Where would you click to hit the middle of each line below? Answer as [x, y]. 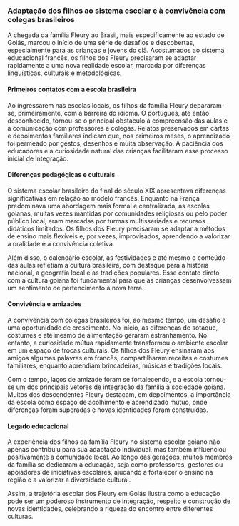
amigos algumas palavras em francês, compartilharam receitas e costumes [118, 358]
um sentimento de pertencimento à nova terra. [76, 288]
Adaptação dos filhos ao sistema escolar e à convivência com [117, 11]
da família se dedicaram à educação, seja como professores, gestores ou [115, 465]
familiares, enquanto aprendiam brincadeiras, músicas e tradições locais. [115, 365]
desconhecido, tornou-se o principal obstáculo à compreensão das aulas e [118, 121]
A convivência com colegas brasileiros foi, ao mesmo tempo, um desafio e [117, 320]
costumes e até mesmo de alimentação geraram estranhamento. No [107, 335]
